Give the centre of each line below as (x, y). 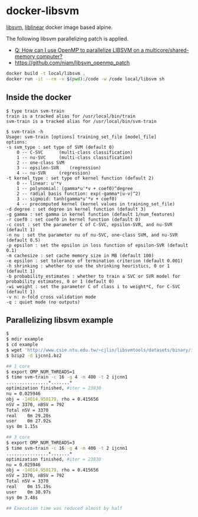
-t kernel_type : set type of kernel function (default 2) (80, 178)
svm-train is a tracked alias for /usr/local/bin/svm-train (82, 121)
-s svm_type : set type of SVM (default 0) (60, 147)
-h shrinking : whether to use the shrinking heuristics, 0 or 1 (88, 266)
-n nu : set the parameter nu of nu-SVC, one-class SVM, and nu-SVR (92, 235)
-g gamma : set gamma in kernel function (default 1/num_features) (91, 214)
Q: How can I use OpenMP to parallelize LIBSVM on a (79, 50)
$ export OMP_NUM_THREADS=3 (41, 443)
